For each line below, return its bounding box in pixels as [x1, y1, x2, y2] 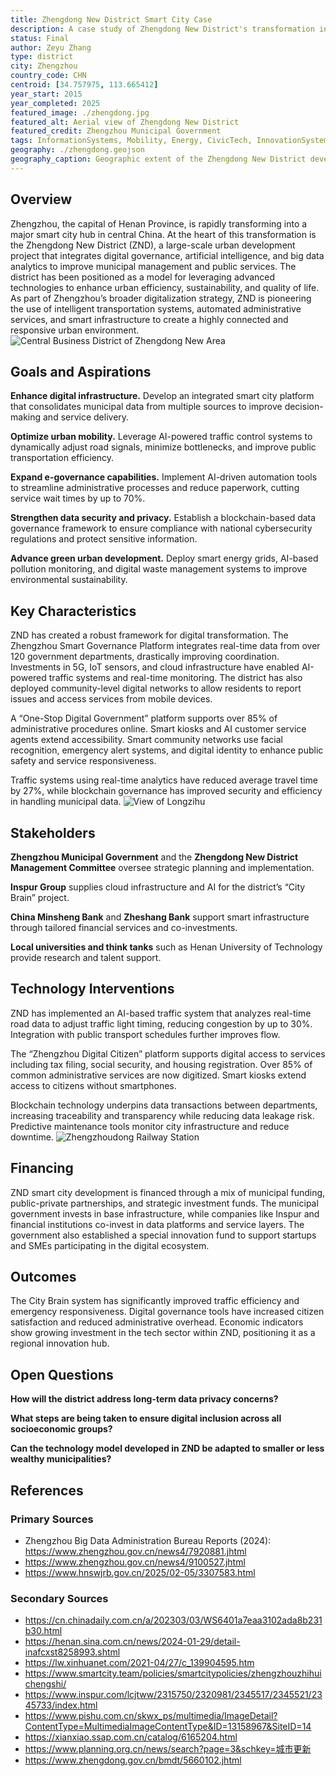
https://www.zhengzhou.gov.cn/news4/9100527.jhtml [24, 1556, 246, 1568]
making [10, 411, 42, 423]
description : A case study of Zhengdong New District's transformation [10, 24, 315, 34]
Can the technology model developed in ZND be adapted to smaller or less [10, 1442, 325, 1455]
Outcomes [10, 1269, 77, 1286]
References [10, 1482, 84, 1499]
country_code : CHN [10, 71, 87, 81]
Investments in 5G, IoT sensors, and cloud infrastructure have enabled [10, 661, 300, 673]
